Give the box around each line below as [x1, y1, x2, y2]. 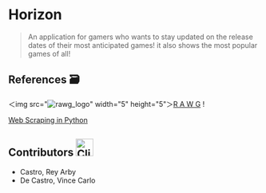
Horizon [8, 6, 62, 24]
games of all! [27, 49, 71, 58]
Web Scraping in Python [8, 115, 88, 124]
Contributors [8, 146, 74, 160]
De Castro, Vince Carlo [19, 175, 96, 185]
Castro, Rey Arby [19, 167, 77, 176]
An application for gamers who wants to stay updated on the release [27, 32, 253, 41]
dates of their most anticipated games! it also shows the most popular [27, 40, 258, 49]
